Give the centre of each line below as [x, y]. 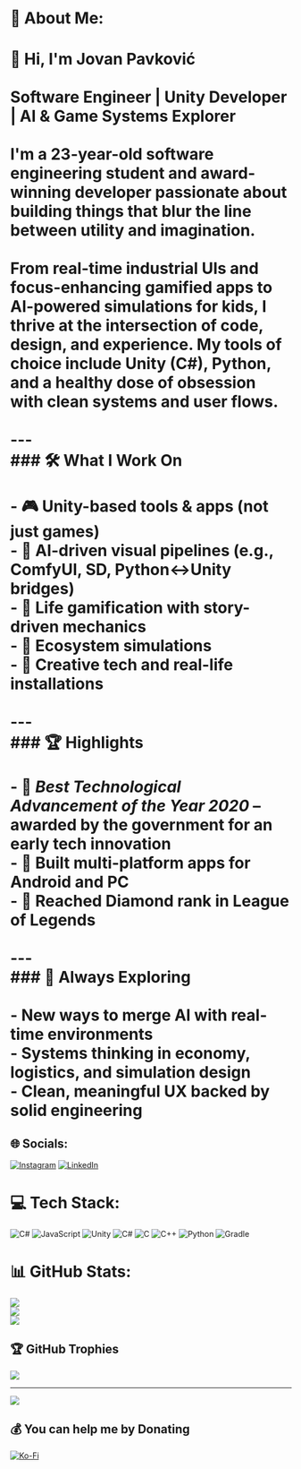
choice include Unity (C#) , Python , [141, 364]
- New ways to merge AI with [119, 1015]
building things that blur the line [131, 212]
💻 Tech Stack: [65, 1203]
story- [227, 608]
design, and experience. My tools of [146, 345]
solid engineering [76, 1111]
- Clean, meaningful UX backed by [140, 1091]
